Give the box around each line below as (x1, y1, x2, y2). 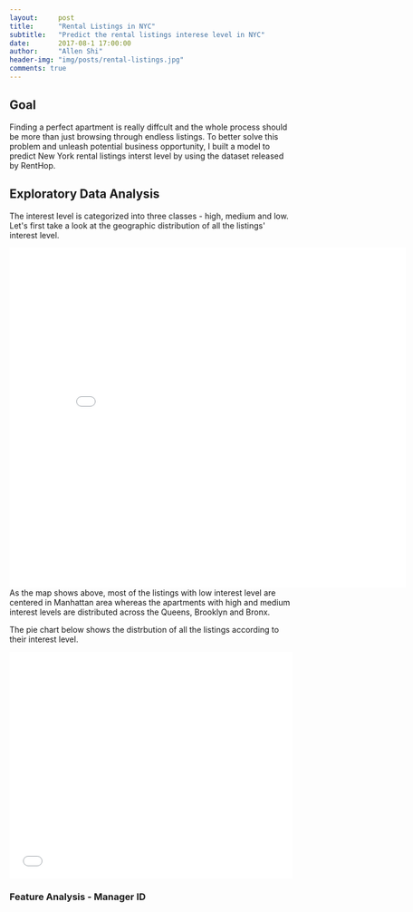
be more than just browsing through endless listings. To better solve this (9, 131, 279, 141)
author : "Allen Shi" (9, 47, 103, 56)
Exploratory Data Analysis (9, 187, 160, 202)
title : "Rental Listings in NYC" (9, 22, 156, 31)
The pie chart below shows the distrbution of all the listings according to (9, 624, 279, 635)
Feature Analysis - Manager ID (9, 890, 147, 903)
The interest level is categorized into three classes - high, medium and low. (9, 210, 289, 221)
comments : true (9, 64, 67, 73)
